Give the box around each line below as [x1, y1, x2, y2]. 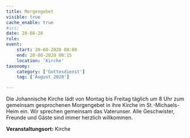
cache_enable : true [6, 19, 54, 25]
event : [6, 42, 22, 48]
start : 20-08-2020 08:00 [16, 47, 77, 53]
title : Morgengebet [6, 8, 54, 15]
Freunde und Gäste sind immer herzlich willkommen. [6, 114, 133, 121]
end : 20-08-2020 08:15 [16, 52, 72, 58]
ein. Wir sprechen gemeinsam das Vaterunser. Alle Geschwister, [20, 108, 175, 115]
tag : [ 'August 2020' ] [16, 74, 69, 80]
